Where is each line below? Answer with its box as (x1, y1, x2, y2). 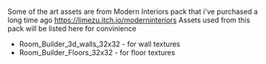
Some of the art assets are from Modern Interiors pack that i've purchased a (7, 7, 259, 16)
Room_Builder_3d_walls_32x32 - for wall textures (18, 39, 181, 49)
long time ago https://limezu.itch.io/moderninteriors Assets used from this (7, 15, 251, 25)
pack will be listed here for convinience (7, 24, 137, 33)
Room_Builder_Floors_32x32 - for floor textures (18, 48, 176, 57)
